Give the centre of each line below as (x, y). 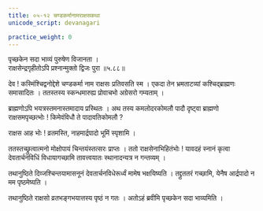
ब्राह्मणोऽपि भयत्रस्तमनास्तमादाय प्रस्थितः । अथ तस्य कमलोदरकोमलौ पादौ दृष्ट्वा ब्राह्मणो (113, 109)
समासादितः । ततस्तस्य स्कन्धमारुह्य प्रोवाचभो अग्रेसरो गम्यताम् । (86, 93)
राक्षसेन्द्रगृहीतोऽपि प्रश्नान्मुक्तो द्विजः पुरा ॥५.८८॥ (67, 68)
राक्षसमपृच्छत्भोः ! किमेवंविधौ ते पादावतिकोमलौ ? (66, 117)
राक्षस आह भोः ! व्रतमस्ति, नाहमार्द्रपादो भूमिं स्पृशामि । (72, 133)
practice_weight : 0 (40, 37)
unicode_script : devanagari (54, 23)
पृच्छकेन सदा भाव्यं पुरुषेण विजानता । (54, 59)
